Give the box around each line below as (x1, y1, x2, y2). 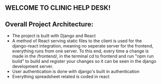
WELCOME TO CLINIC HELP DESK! (5, 4, 111, 12)
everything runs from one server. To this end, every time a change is (12, 48, 149, 54)
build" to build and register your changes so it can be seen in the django (12, 59, 157, 64)
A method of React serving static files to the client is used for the (12, 38, 142, 44)
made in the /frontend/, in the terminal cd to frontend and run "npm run (12, 53, 154, 59)
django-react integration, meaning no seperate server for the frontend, (12, 43, 154, 49)
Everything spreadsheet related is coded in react (12, 74, 110, 80)
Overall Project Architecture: (5, 20, 94, 28)
